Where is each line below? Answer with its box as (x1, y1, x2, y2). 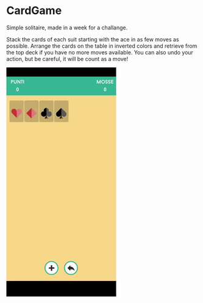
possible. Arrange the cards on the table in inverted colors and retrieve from (6, 42, 198, 49)
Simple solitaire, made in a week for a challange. (6, 24, 128, 31)
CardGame (6, 4, 62, 18)
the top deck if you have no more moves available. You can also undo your (6, 48, 194, 56)
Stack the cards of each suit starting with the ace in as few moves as (6, 35, 179, 43)
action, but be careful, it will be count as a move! (6, 55, 129, 62)
